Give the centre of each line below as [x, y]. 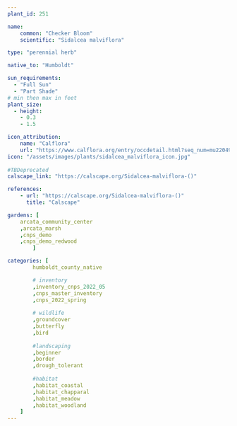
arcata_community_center [56, 221]
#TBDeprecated [28, 170]
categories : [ [28, 261]
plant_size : [25, 104]
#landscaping [52, 346]
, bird [41, 333]
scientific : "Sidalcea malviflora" [72, 40]
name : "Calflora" [45, 144]
